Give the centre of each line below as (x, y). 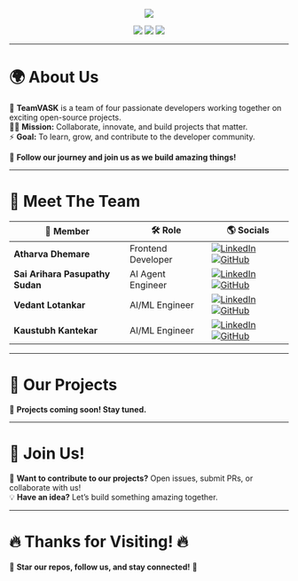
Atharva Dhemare (52, 254)
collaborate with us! (45, 487)
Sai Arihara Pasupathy (62, 273)
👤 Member (67, 232)
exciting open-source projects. (65, 117)
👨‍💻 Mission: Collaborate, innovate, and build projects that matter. (129, 126)
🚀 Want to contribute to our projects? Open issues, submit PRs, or (131, 478)
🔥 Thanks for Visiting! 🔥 (99, 542)
